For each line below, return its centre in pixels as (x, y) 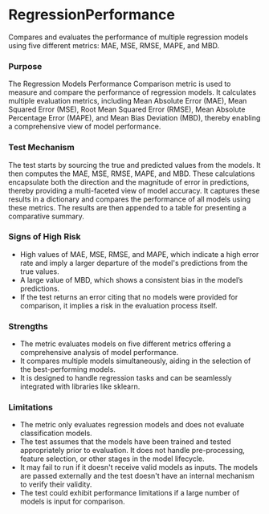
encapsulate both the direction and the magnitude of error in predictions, (129, 182)
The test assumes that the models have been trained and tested (125, 442)
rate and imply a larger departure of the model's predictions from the (134, 263)
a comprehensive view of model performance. (85, 127)
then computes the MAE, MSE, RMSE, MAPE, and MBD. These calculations (132, 173)
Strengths (28, 326)
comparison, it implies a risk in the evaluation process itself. (119, 305)
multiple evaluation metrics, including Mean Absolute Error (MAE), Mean (128, 101)
